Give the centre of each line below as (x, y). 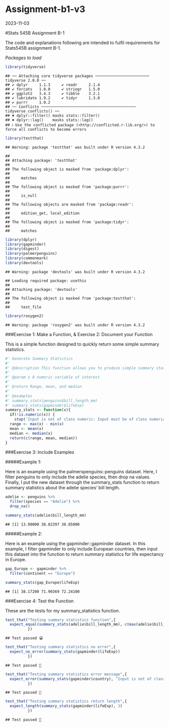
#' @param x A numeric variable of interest (53, 377)
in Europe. (16, 559)
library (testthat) (24, 138)
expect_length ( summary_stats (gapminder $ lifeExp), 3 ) (66, 706)
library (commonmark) (27, 258)
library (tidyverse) (26, 67)
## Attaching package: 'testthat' (41, 160)
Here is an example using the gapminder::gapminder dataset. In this (75, 543)
